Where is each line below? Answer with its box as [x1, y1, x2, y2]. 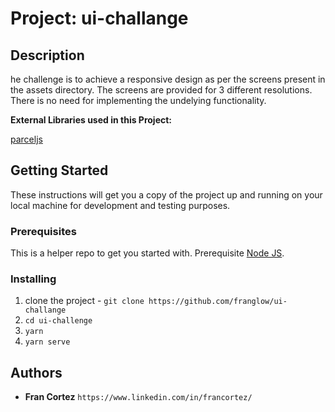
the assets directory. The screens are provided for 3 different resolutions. [10, 84, 313, 96]
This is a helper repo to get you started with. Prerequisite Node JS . [10, 247, 285, 259]
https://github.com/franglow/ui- [148, 297, 288, 307]
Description [10, 47, 85, 64]
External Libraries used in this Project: [10, 114, 173, 126]
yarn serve [24, 337, 71, 347]
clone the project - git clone [24, 295, 145, 307]
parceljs [10, 133, 43, 145]
